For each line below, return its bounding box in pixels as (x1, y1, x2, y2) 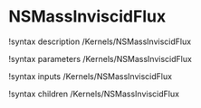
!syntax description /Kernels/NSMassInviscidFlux (8, 36, 192, 47)
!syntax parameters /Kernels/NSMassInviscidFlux (8, 53, 192, 64)
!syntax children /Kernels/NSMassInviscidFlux (8, 88, 180, 99)
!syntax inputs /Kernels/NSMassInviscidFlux (8, 70, 173, 82)
